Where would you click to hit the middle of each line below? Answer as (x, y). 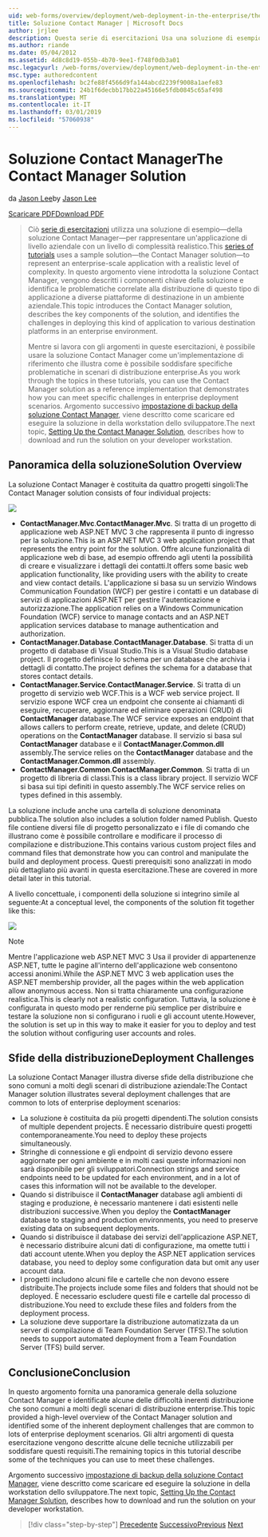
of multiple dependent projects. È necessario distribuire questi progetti (136, 1126)
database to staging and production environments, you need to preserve (139, 1220)
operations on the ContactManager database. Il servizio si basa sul (131, 735)
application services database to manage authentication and (119, 625)
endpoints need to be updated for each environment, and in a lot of (130, 1178)
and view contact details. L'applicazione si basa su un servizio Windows (138, 582)
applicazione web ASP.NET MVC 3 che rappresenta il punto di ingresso (137, 531)
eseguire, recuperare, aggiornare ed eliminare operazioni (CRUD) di (131, 710)
